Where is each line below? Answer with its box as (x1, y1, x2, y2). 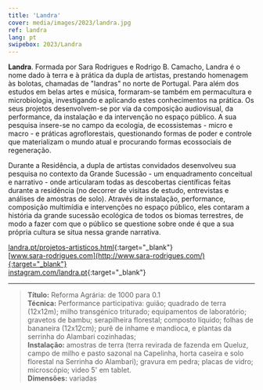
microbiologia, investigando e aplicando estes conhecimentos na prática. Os (8, 96, 254, 105)
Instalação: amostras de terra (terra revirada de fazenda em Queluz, (27, 341, 249, 350)
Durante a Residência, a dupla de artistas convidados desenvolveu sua (8, 161, 236, 170)
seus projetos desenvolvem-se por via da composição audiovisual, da (8, 104, 233, 114)
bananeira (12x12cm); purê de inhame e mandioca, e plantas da (27, 323, 232, 334)
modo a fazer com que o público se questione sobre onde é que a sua (8, 219, 235, 228)
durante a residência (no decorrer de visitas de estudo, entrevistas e (8, 186, 229, 195)
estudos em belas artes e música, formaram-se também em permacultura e (8, 87, 252, 97)
